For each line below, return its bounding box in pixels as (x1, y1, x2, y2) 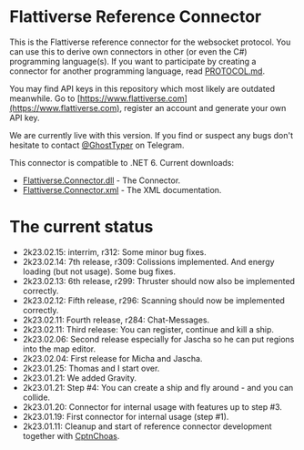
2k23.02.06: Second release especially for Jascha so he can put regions (22, 333, 295, 344)
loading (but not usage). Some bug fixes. (22, 266, 176, 277)
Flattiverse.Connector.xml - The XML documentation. (22, 184, 222, 195)
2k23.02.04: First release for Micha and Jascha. (22, 353, 203, 363)
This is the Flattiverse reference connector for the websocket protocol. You (9, 36, 291, 47)
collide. (22, 392, 51, 403)
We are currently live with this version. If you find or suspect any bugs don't (9, 129, 294, 140)
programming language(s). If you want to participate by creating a (9, 56, 257, 66)
